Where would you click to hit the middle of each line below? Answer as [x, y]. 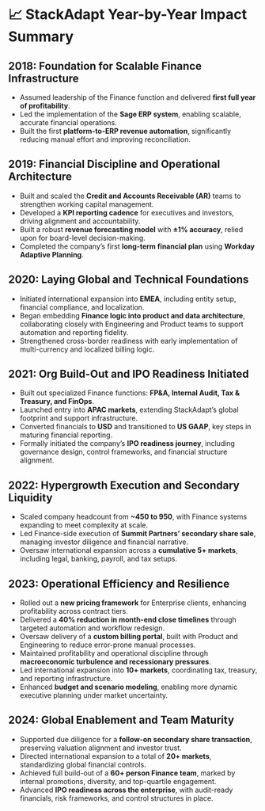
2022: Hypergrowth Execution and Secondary [124, 485]
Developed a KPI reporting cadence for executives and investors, [127, 212]
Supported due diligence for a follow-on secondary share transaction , [136, 739]
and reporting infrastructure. [66, 679]
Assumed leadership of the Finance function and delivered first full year [138, 97]
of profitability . [45, 106]
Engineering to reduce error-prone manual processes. [108, 645]
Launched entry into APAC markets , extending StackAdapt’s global [129, 410]
